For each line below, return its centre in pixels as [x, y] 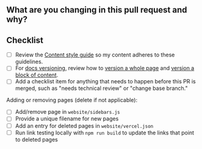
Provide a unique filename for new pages [67, 119]
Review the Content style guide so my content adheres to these [95, 55]
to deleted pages [36, 139]
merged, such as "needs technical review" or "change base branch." [101, 88]
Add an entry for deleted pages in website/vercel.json [84, 126]
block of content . [37, 75]
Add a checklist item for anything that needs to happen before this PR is [106, 81]
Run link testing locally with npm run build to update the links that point [104, 133]
